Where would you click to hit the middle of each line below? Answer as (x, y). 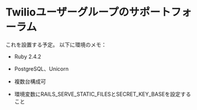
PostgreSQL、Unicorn (41, 68)
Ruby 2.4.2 (27, 56)
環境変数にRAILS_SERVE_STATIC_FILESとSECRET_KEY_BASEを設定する (103, 94)
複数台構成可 (30, 81)
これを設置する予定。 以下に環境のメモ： (56, 45)
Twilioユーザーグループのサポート (88, 12)
